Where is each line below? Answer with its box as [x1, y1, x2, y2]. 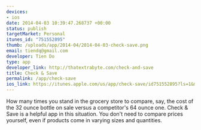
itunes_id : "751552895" [6, 37, 66, 43]
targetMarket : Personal [6, 31, 66, 37]
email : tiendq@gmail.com [6, 48, 68, 54]
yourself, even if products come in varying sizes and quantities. [6, 117, 163, 123]
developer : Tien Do [6, 53, 55, 59]
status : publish [6, 25, 47, 32]
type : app [6, 59, 31, 65]
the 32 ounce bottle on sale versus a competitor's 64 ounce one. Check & [6, 104, 188, 111]
